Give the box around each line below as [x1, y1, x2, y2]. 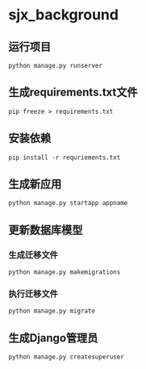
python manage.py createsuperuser [8, 353, 125, 361]
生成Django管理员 [8, 331, 98, 345]
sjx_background [8, 6, 119, 24]
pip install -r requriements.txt [8, 153, 121, 161]
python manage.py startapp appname [8, 199, 128, 208]
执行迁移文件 [8, 288, 59, 300]
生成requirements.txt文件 [8, 86, 139, 99]
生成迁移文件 [8, 249, 59, 260]
